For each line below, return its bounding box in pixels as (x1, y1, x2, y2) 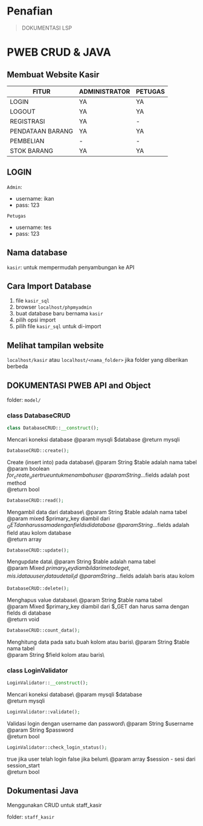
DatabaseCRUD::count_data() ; (7, 627, 80, 633)
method (7, 479, 27, 486)
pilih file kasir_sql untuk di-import (15, 323, 101, 330)
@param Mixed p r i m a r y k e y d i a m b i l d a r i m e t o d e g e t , (7, 564, 130, 573)
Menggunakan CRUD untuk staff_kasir (7, 802, 102, 809)
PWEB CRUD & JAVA (7, 45, 111, 59)
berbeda (7, 363, 28, 370)
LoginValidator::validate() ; (7, 709, 80, 715)
